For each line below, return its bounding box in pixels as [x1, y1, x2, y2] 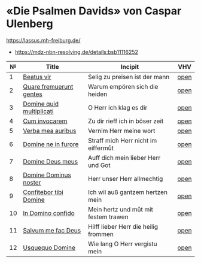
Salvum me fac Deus [23, 226, 81, 234]
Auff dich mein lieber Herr [87, 153, 161, 162]
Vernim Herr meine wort [87, 126, 156, 135]
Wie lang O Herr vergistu [87, 240, 157, 248]
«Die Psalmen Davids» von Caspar [6, 4, 182, 18]
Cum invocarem [23, 117, 68, 125]
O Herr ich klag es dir [87, 103, 148, 111]
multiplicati [23, 107, 54, 115]
